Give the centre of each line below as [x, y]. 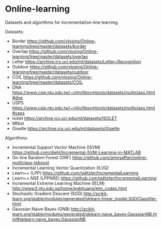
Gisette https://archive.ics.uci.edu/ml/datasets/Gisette [66, 128]
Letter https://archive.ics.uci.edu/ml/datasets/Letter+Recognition [76, 61]
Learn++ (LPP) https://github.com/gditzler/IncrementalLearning [75, 173]
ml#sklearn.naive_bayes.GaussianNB [49, 219]
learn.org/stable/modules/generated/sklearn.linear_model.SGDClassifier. [84, 198]
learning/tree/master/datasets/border [49, 46]
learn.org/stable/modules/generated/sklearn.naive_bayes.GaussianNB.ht [84, 214]
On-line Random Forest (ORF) [42, 157]
